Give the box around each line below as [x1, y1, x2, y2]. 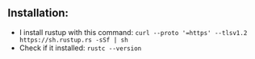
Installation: [7, 6, 69, 20]
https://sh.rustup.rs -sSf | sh [19, 36, 128, 44]
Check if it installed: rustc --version [19, 43, 142, 53]
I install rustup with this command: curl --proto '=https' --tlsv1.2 [19, 27, 248, 37]
